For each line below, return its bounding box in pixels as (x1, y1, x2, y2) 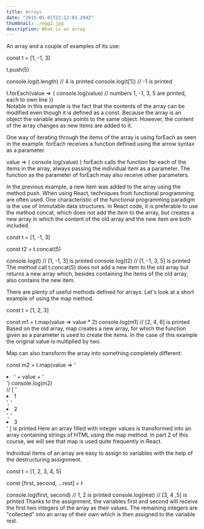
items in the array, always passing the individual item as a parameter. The (6, 165, 191, 172)
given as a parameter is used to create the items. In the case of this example (6, 331, 198, 339)
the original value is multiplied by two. (6, 338, 102, 345)
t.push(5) (6, 66, 29, 74)
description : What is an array (6, 26, 86, 32)
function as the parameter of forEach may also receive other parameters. (6, 171, 190, 179)
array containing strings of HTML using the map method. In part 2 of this (6, 431, 189, 438)
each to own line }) (6, 96, 54, 103)
